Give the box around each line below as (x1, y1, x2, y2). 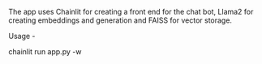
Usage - (8, 32, 36, 41)
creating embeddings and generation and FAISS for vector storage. (8, 15, 233, 25)
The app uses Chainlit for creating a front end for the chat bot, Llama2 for (8, 7, 254, 16)
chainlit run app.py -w (8, 47, 82, 56)
